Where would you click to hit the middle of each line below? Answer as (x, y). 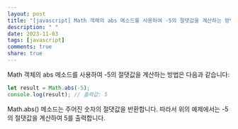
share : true (25, 54)
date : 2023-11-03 (33, 34)
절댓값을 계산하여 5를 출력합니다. (60, 118)
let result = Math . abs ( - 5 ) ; (49, 88)
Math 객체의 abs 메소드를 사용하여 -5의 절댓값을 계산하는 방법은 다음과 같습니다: (119, 74)
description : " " (33, 27)
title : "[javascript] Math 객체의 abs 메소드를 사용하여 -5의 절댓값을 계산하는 (114, 21)
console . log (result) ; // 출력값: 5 (58, 94)
